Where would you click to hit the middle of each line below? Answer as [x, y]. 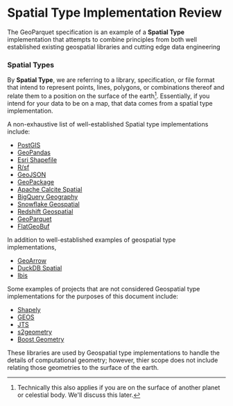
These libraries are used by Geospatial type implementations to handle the [113, 352]
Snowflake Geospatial [48, 204]
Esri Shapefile [37, 160]
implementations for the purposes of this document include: [93, 296]
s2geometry [35, 332]
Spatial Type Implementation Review [115, 13]
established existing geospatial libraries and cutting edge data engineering [114, 47]
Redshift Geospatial [45, 211]
